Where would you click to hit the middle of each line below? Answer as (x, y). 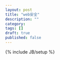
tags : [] (14, 28)
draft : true (17, 33)
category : (15, 24)
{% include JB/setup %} (30, 52)
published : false (23, 38)
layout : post (19, 10)
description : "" (22, 19)
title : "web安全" (22, 14)
